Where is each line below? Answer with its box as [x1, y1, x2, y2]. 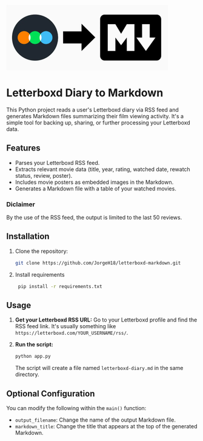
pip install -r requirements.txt [18, 283, 102, 289]
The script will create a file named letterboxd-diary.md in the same [15, 365, 184, 372]
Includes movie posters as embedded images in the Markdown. [15, 178, 174, 186]
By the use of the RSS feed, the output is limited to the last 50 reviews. [6, 214, 182, 221]
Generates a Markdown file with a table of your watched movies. [15, 184, 177, 192]
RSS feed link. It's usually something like [15, 323, 116, 330]
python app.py [15, 354, 51, 360]
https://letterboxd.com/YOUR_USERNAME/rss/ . [15, 329, 128, 337]
